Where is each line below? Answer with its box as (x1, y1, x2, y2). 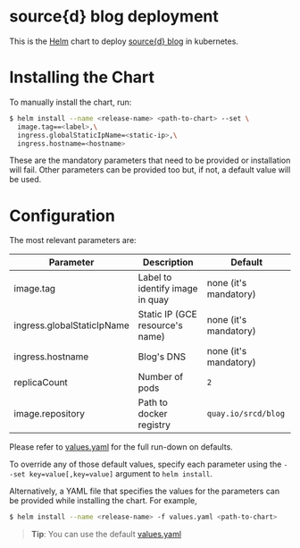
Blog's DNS (137, 350, 186, 363)
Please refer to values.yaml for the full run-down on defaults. (9, 442, 234, 452)
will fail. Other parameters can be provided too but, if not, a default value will (9, 164, 291, 175)
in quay (137, 293, 170, 306)
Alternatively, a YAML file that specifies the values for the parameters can (9, 485, 279, 497)
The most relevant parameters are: (9, 235, 137, 246)
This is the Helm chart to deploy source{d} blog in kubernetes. (9, 36, 239, 46)
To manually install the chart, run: (9, 97, 132, 107)
